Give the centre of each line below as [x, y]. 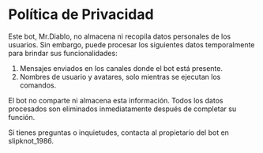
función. [22, 117]
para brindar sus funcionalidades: [63, 53]
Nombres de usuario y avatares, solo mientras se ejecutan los [120, 76]
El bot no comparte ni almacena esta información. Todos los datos [116, 100]
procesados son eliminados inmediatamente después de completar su [122, 109]
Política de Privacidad [81, 15]
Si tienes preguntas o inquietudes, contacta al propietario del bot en [118, 132]
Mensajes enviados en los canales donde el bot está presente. [121, 68]
